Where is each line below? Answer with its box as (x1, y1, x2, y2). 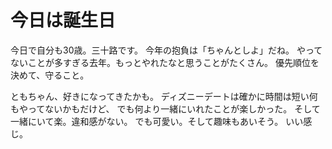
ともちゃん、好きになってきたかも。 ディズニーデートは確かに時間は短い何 (10, 90, 318, 102)
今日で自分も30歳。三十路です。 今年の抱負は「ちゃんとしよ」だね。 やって (10, 44, 323, 56)
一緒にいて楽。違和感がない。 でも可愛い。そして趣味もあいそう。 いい (10, 115, 304, 127)
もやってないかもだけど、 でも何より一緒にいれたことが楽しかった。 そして (10, 102, 321, 115)
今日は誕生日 (10, 9, 117, 32)
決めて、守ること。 (10, 69, 90, 81)
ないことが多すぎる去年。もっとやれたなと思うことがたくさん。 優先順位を (10, 56, 320, 68)
